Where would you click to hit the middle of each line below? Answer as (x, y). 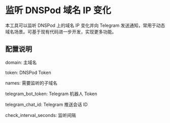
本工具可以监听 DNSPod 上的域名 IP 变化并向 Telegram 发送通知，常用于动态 (85, 25)
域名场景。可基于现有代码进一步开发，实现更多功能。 (61, 31)
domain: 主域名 (21, 62)
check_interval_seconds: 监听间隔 (41, 115)
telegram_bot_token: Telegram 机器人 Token (51, 94)
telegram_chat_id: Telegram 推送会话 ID (46, 104)
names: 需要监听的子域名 (31, 83)
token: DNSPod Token (28, 72)
